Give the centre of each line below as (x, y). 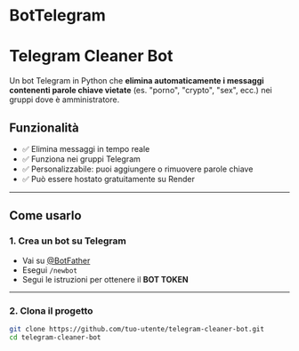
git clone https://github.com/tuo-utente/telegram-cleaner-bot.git (137, 329)
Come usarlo (45, 215)
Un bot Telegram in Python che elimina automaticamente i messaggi (137, 81)
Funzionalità (44, 128)
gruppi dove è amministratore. (65, 100)
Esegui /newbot (50, 270)
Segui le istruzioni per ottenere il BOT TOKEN (105, 279)
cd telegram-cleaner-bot (55, 337)
